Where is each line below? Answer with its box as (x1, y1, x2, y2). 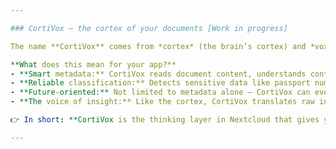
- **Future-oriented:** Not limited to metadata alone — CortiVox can (10, 87, 311, 98)
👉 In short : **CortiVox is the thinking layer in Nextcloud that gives (10, 115, 320, 125)
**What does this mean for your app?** (10, 59, 177, 70)
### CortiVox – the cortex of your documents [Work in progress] (10, 23, 288, 33)
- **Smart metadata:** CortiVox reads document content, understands (10, 69, 307, 79)
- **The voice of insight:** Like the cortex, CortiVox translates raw (10, 97, 315, 107)
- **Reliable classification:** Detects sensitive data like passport (10, 78, 311, 88)
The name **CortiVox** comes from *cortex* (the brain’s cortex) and (10, 41, 307, 51)
